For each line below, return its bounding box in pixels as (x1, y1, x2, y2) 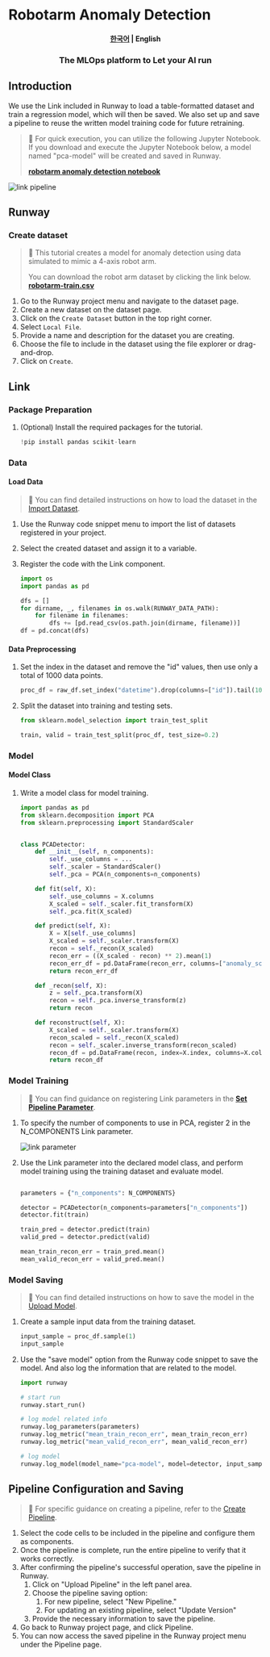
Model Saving (8, 1274, 64, 1285)
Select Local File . (19, 322, 82, 332)
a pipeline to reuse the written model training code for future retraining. (8, 118, 245, 128)
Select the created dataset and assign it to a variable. (19, 543, 197, 553)
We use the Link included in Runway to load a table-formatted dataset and (8, 101, 255, 111)
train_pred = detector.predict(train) (19, 1225, 151, 1234)
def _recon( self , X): (35, 981, 107, 990)
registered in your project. (19, 527, 106, 538)
